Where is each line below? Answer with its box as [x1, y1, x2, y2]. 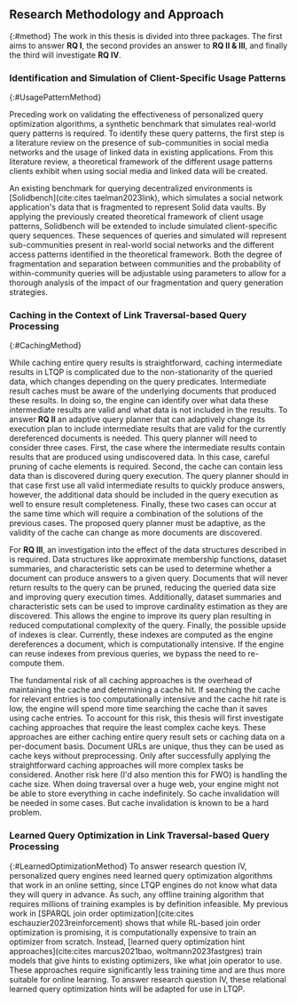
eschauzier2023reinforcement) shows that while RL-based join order [9, 917, 262, 927]
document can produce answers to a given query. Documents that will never [9, 573, 288, 584]
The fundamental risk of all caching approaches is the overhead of [9, 675, 253, 686]
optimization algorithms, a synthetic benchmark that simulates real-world [9, 119, 277, 130]
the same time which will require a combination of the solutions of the [9, 508, 263, 519]
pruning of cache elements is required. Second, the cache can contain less [9, 461, 284, 472]
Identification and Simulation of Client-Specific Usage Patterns [9, 71, 286, 84]
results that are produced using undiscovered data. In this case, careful [9, 452, 270, 463]
